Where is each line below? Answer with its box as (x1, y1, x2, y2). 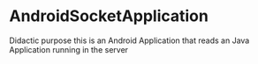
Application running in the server (9, 44, 129, 54)
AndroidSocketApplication (9, 6, 209, 26)
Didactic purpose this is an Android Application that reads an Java (9, 35, 250, 46)
